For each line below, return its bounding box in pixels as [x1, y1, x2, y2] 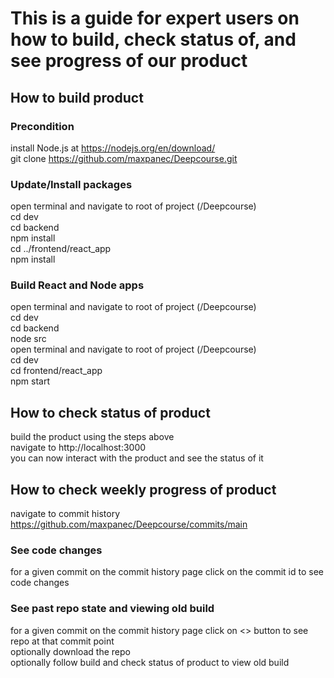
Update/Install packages [10, 177, 133, 191]
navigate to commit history [10, 508, 121, 520]
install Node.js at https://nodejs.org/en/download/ [10, 142, 216, 154]
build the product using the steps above [10, 431, 175, 443]
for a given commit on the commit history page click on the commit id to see [10, 566, 324, 578]
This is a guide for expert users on [10, 7, 300, 30]
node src [10, 333, 47, 345]
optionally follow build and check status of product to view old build [10, 656, 290, 668]
